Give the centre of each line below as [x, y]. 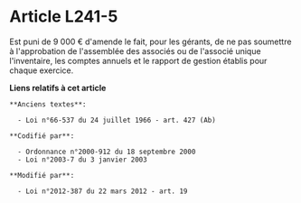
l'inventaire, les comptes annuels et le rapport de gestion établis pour [138, 60]
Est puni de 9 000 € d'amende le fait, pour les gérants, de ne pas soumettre [150, 42]
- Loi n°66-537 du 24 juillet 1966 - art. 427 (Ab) [117, 120]
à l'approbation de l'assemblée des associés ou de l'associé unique [135, 51]
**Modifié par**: [42, 175]
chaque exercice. [42, 70]
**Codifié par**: [42, 136]
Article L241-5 [64, 17]
